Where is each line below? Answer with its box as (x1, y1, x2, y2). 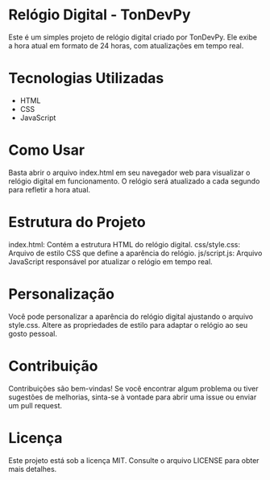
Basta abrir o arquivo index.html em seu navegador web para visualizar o (8, 168, 251, 177)
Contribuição (8, 357, 98, 375)
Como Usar (8, 141, 85, 159)
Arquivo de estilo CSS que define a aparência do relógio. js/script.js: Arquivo (8, 248, 263, 258)
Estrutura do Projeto (8, 213, 147, 231)
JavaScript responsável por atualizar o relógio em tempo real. (8, 256, 213, 267)
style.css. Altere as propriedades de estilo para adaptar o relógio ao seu (8, 320, 248, 329)
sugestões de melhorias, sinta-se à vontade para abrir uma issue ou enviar (8, 392, 257, 402)
